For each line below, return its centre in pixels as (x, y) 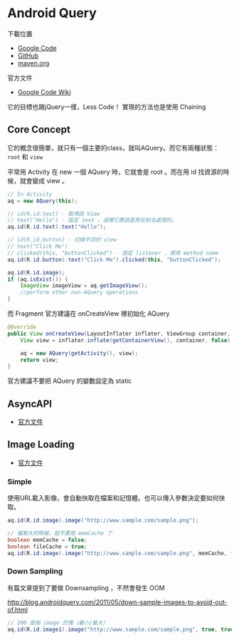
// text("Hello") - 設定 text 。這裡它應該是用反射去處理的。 (92, 220)
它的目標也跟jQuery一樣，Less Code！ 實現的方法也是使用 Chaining (107, 107)
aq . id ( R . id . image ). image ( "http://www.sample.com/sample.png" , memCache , (117, 553)
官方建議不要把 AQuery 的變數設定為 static (70, 381)
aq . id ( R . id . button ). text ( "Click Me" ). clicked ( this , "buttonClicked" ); (114, 259)
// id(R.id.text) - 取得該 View (54, 214)
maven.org (33, 63)
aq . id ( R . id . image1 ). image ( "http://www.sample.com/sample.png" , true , (113, 629)
